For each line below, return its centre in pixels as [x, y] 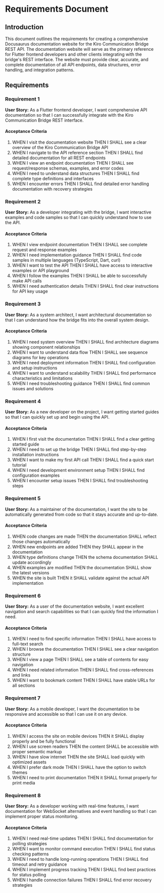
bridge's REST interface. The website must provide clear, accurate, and [77, 59]
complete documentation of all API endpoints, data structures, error [73, 65]
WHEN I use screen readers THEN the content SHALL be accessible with [85, 746]
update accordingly [32, 562]
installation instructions [35, 455]
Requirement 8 [23, 795]
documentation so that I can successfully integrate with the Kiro [69, 115]
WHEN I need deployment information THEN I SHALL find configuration [84, 362]
